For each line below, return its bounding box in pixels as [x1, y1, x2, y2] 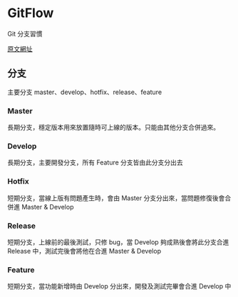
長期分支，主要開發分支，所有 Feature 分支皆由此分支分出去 [7, 158, 183, 167]
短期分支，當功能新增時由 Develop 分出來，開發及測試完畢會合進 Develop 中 [7, 282, 232, 291]
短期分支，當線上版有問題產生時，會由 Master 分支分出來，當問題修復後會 [7, 194, 225, 202]
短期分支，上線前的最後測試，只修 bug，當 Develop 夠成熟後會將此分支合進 [7, 237, 229, 246]
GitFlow [7, 5, 54, 21]
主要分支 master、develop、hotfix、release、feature [7, 88, 162, 96]
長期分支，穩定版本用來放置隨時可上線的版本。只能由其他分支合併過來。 [7, 123, 219, 132]
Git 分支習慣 [7, 29, 43, 38]
